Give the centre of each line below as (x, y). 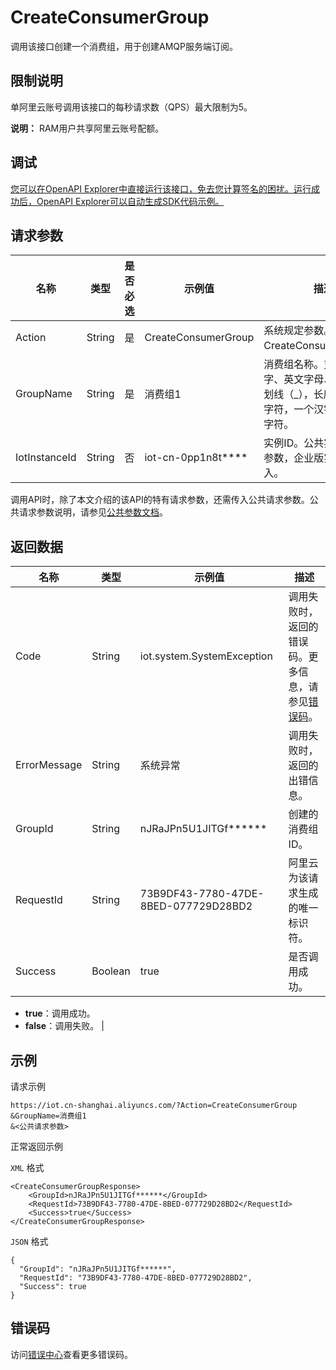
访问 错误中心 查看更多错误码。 (71, 1354)
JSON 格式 (29, 1241)
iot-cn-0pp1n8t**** (196, 458)
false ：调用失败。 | (64, 1026)
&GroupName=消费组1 (48, 1116)
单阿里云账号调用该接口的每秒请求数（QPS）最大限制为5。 (131, 107)
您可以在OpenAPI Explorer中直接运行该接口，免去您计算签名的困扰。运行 (161, 188)
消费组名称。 (294, 364)
